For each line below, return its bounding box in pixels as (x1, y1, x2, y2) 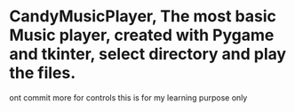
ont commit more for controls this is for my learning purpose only (9, 92, 248, 103)
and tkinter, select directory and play (9, 44, 287, 64)
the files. (9, 63, 76, 84)
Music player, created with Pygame (9, 25, 275, 45)
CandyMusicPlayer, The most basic (9, 6, 277, 27)
